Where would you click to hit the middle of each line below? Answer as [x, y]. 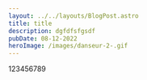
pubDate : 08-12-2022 [43, 38]
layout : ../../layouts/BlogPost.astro [73, 16]
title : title [30, 23]
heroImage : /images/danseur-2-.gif [68, 46]
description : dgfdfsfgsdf [52, 31]
